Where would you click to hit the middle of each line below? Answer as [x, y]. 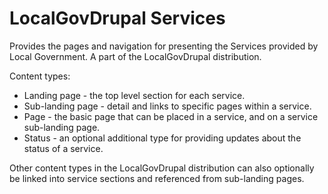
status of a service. [63, 148]
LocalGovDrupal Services [117, 18]
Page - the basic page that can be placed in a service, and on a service [171, 116]
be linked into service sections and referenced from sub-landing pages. [157, 178]
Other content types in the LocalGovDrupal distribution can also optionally [162, 168]
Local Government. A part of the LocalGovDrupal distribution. [135, 56]
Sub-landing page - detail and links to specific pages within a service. [167, 106]
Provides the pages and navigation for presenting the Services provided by [164, 46]
